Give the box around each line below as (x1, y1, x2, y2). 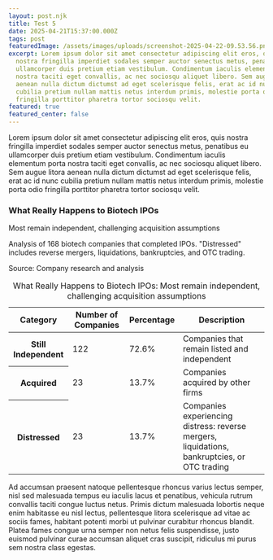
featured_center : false (8, 111, 89, 119)
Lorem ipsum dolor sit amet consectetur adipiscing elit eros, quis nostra (8, 133, 249, 142)
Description (198, 314, 245, 326)
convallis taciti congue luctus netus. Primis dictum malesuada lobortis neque (8, 500, 265, 510)
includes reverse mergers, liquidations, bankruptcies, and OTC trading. (8, 247, 245, 257)
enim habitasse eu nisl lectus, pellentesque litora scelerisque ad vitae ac (8, 508, 250, 518)
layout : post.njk (8, 11, 67, 20)
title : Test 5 (8, 20, 57, 28)
